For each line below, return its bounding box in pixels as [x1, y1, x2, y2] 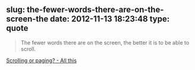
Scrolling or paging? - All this [6, 56, 77, 64]
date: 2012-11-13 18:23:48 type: [50, 14, 170, 24]
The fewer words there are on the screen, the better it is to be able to [20, 39, 190, 46]
